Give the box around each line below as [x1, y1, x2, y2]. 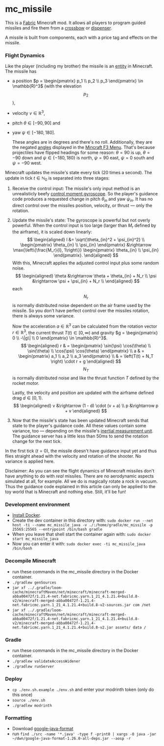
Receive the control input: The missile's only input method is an [12, 186, 141, 191]
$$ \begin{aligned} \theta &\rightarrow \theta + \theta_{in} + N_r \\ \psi [15, 273, 157, 279]
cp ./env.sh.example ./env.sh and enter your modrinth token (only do [12, 686, 154, 692]
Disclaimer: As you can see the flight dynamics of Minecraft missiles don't [5, 467, 155, 473]
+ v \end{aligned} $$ [65, 407, 107, 414]
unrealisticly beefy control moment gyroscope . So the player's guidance [12, 191, 158, 197]
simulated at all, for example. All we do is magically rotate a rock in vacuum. [5, 478, 158, 484]
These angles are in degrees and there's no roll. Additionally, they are [12, 139, 153, 145]
